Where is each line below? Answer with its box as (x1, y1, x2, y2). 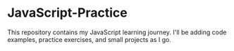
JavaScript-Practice (7, 5, 128, 21)
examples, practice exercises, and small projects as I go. (7, 35, 171, 43)
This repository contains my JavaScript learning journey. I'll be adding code (7, 28, 227, 36)
